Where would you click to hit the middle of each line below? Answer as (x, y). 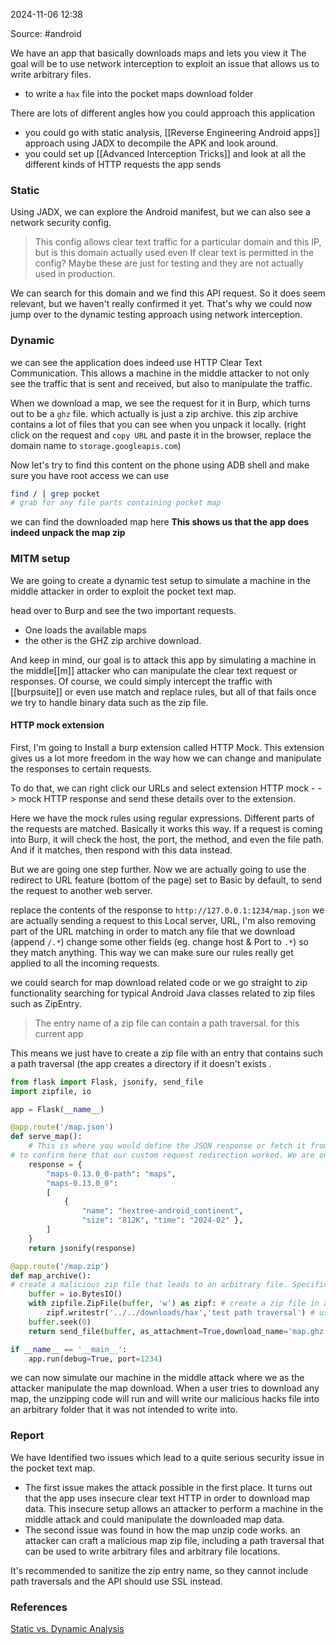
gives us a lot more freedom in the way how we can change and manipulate (166, 758)
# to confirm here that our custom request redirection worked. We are (162, 1155)
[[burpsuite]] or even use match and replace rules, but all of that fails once (163, 691)
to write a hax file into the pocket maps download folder (139, 93)
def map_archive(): (51, 1275)
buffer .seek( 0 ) (60, 1322)
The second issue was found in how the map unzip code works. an (162, 1530)
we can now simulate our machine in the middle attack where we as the (157, 1378)
